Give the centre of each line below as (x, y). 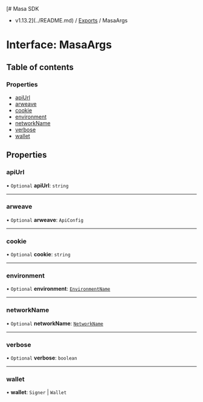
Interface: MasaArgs (59, 45)
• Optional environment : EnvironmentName (58, 289)
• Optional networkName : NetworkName (55, 323)
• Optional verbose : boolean (42, 358)
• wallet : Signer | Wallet (37, 392)
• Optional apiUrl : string (37, 185)
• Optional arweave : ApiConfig (45, 219)
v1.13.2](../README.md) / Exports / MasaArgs (71, 20)
